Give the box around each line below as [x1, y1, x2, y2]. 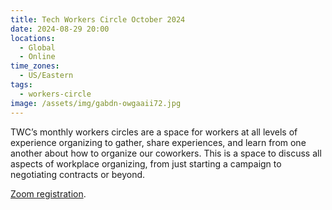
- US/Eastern [19, 71, 74, 81]
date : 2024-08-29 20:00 [10, 24, 110, 34]
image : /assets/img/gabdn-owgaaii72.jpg [10, 98, 182, 108]
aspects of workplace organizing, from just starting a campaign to [10, 157, 282, 170]
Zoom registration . [10, 187, 87, 200]
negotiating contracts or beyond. [10, 168, 146, 180]
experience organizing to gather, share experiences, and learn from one [10, 136, 307, 148]
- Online [19, 52, 56, 62]
